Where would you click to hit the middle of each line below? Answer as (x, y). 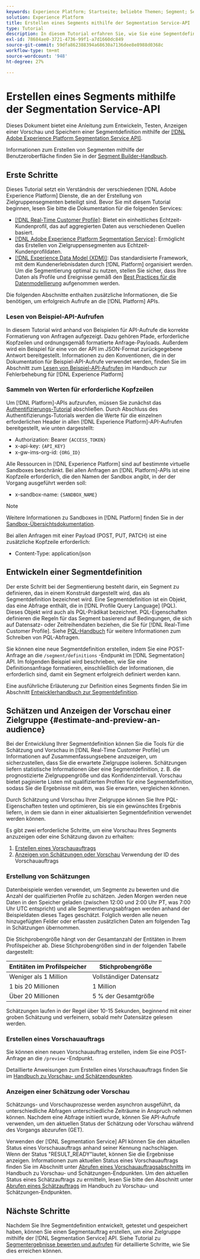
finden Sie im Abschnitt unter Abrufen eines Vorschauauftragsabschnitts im (99, 1167)
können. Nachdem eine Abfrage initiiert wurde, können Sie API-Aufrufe (93, 1118)
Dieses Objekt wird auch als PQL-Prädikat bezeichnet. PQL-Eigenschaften (97, 612)
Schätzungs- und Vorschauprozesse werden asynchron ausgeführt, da (93, 1104)
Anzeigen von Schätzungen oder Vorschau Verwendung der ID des (97, 855)
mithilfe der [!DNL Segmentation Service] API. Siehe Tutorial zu (83, 1238)
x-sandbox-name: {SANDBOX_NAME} (56, 494)
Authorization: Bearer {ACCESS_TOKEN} (60, 439)
